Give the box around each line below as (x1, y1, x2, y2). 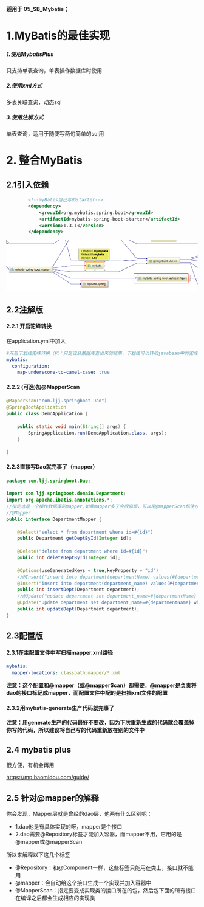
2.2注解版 (6, 305, 44, 315)
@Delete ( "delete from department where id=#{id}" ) (17, 548, 148, 554)
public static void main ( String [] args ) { (17, 423, 126, 430)
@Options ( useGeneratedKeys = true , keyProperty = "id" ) (17, 567, 159, 573)
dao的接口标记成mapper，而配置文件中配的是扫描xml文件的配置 (6, 689, 168, 697)
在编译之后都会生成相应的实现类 (15, 894, 95, 902)
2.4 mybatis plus (6, 744, 72, 755)
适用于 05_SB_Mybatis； (6, 5, 70, 12)
